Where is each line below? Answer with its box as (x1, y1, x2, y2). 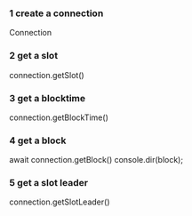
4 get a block (9, 134, 67, 147)
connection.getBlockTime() (9, 112, 108, 123)
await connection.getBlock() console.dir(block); (9, 155, 184, 165)
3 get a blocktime (9, 92, 86, 104)
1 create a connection (9, 7, 104, 20)
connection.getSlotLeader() (9, 196, 110, 207)
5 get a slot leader (9, 177, 89, 189)
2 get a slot (9, 50, 59, 62)
